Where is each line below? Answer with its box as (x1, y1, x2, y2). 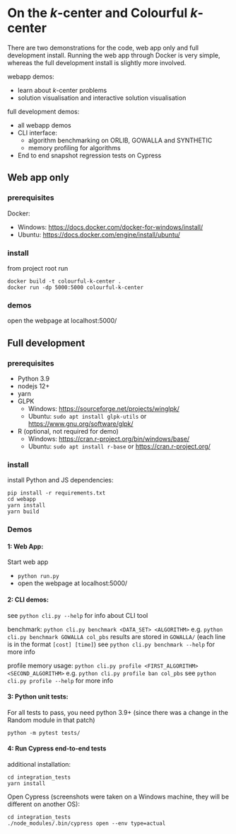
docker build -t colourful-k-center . (7, 278, 122, 285)
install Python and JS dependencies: (7, 476, 114, 485)
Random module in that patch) (7, 716, 95, 724)
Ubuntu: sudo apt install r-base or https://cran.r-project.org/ (28, 441, 211, 451)
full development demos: (7, 107, 80, 115)
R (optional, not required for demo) (17, 427, 119, 435)
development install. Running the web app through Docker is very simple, (7, 51, 220, 60)
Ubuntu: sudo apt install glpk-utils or (28, 412, 147, 420)
